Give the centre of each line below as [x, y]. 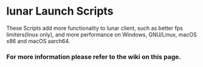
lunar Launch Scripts [60, 11]
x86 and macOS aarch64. [38, 41]
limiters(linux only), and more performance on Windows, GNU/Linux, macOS [102, 34]
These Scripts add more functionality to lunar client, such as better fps [95, 28]
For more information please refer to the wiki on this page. [94, 57]
